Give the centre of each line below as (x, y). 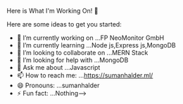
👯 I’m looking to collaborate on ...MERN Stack (82, 53)
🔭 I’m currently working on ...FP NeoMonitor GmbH (90, 38)
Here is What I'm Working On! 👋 (52, 11)
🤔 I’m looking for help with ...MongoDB (72, 60)
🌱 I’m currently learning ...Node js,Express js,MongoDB (96, 45)
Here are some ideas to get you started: (64, 24)
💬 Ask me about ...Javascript (58, 67)
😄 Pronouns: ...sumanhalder (58, 85)
